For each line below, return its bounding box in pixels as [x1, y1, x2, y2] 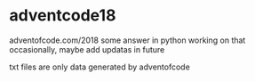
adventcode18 [9, 5, 116, 26]
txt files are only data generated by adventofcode [9, 61, 191, 72]
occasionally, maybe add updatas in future [9, 44, 165, 54]
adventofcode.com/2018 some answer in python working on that [9, 35, 246, 45]
